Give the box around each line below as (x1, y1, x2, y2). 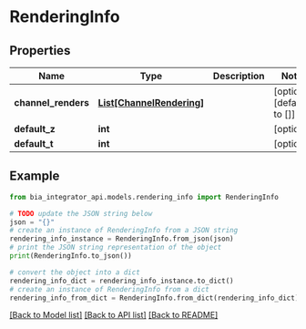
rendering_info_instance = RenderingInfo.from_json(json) (9, 234, 234, 243)
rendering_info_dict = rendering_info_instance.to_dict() (9, 276, 234, 285)
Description (212, 70, 266, 82)
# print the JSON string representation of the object (9, 243, 222, 252)
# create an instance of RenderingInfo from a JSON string (9, 226, 239, 235)
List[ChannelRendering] (97, 97, 205, 108)
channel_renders (14, 97, 89, 108)
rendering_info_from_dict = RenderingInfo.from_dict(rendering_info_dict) (9, 293, 300, 303)
